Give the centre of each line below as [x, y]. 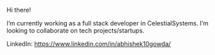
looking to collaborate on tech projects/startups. [75, 31]
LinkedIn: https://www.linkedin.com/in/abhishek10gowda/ [89, 44]
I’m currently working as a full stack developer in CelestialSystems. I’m [107, 23]
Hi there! [19, 10]
